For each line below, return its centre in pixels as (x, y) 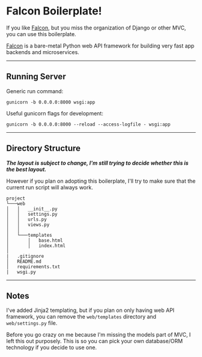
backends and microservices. (43, 52)
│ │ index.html (36, 246)
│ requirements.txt (33, 267)
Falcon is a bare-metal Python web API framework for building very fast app (100, 46)
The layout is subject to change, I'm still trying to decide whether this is (97, 163)
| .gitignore (25, 256)
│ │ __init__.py (32, 209)
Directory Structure (44, 148)
